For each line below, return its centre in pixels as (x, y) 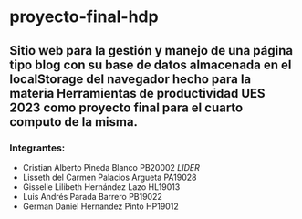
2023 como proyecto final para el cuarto (126, 107)
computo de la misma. (74, 122)
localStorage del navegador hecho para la (130, 79)
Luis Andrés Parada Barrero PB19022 (92, 196)
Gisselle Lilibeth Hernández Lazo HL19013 (101, 187)
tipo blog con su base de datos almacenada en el (151, 64)
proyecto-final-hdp (84, 17)
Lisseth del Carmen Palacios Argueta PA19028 (109, 177)
